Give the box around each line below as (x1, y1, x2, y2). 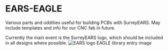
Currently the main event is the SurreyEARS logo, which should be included (5, 34, 163, 40)
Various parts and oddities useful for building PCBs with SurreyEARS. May (5, 19, 160, 25)
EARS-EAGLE (5, 3, 63, 14)
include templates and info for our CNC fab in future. (5, 24, 116, 30)
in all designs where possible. (5, 39, 68, 45)
